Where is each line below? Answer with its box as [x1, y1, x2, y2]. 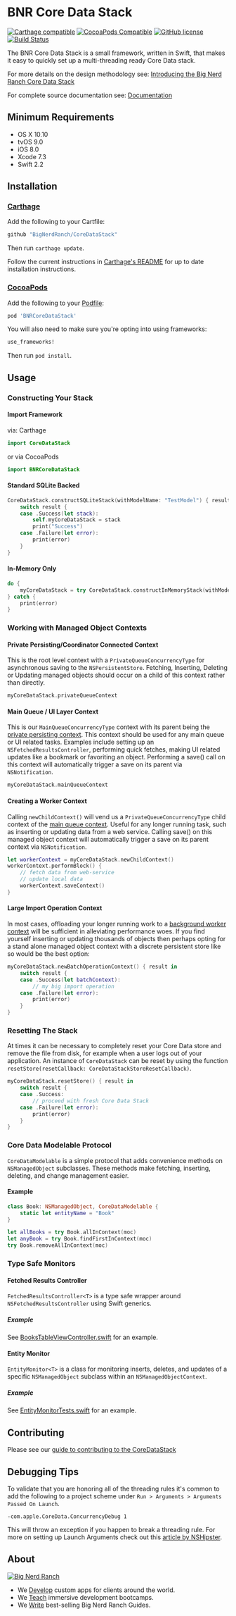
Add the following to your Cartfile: [7, 218, 105, 226]
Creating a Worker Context [7, 797, 88, 805]
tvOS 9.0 [17, 137, 44, 146]
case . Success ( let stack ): [20, 510, 99, 517]
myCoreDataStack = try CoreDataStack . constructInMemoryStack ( [20, 586, 206, 594]
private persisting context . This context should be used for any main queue [7, 731, 225, 739]
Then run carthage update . [7, 244, 84, 252]
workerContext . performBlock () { [7, 862, 102, 870]
